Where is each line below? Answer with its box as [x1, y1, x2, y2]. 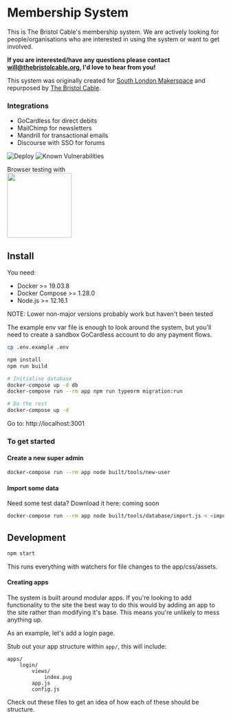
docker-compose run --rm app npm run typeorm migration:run [7, 388, 184, 395]
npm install [7, 356, 41, 363]
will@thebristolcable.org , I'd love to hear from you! [7, 63, 156, 71]
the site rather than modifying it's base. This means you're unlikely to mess [7, 609, 220, 617]
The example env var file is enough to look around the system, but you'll [7, 323, 212, 332]
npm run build [7, 362, 48, 370]
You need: [7, 268, 36, 277]
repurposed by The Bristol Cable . [7, 83, 101, 92]
